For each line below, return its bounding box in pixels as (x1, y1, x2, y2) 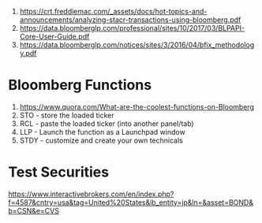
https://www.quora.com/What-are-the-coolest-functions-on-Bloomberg (19, 102, 255, 111)
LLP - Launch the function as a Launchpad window (19, 127, 185, 136)
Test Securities (8, 163, 109, 181)
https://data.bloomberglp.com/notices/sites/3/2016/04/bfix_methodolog (19, 40, 255, 50)
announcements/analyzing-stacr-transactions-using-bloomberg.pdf (19, 15, 241, 24)
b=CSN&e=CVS (8, 206, 59, 215)
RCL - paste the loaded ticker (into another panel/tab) (19, 118, 195, 128)
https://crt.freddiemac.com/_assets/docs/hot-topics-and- (19, 7, 208, 16)
